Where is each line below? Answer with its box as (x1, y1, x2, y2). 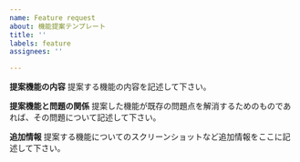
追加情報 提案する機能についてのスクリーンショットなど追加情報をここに (9, 131, 283, 142)
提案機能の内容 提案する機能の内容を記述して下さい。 (9, 81, 212, 92)
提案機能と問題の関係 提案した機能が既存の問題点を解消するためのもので (9, 101, 284, 112)
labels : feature (9, 38, 71, 48)
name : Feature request (9, 13, 96, 23)
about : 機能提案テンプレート (9, 22, 107, 31)
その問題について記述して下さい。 (33, 112, 161, 123)
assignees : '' (9, 47, 64, 56)
